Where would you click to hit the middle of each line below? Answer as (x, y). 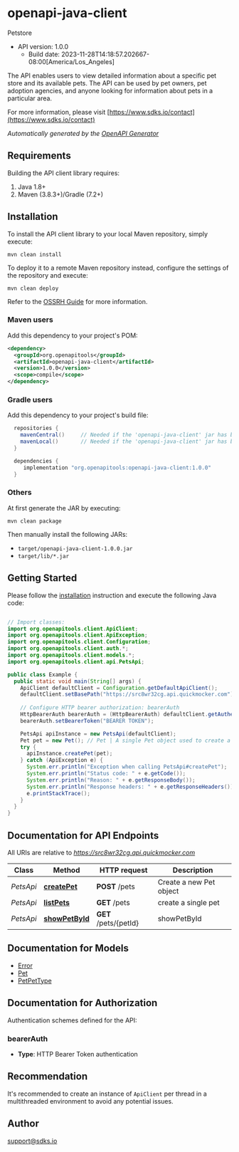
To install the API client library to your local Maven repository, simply (108, 234)
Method (67, 870)
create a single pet (188, 902)
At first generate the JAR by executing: (64, 508)
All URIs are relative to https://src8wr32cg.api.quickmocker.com (101, 852)
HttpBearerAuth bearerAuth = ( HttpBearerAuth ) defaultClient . (114, 714)
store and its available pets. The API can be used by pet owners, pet (107, 83)
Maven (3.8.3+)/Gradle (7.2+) (60, 194)
